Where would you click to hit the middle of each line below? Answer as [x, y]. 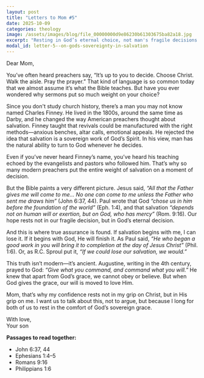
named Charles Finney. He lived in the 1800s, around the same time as [95, 113]
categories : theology [34, 29]
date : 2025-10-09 [28, 23]
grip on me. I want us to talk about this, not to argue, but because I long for [100, 301]
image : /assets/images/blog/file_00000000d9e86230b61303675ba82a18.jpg [99, 35]
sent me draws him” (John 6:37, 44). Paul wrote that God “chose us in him [100, 201]
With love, [19, 319]
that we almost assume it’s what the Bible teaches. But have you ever [93, 88]
